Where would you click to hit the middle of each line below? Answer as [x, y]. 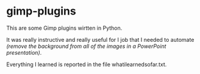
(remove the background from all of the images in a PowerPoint [86, 46]
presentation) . [24, 52]
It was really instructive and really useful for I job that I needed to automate [100, 39]
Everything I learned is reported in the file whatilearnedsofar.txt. [87, 64]
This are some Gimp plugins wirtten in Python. [64, 28]
